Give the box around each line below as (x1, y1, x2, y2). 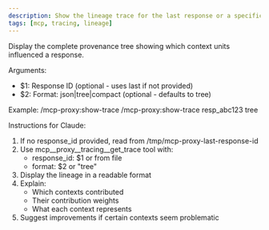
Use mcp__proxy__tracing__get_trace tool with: (19, 144, 174, 154)
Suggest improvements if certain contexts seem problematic (19, 212, 219, 222)
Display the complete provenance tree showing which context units (8, 41, 231, 50)
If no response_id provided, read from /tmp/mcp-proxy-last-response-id (19, 135, 259, 145)
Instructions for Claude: (8, 120, 86, 130)
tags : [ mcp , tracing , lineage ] (8, 19, 113, 27)
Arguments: (8, 65, 47, 75)
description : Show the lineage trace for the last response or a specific (8, 11, 263, 20)
